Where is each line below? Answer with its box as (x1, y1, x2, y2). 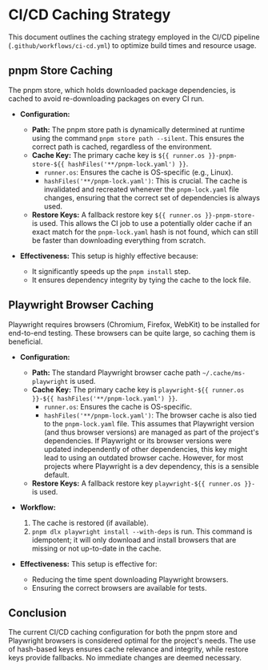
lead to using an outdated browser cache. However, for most (43, 453, 244, 462)
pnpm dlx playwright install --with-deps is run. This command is (31, 527, 253, 536)
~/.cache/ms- (202, 369, 246, 377)
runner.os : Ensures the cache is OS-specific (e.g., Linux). (43, 167, 234, 177)
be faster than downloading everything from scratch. (31, 235, 206, 245)
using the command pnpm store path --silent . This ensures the (31, 133, 245, 143)
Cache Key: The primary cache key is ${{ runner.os (31, 150, 206, 159)
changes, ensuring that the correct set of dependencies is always (43, 192, 260, 202)
